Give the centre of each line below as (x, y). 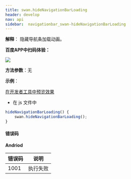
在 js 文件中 (25, 102)
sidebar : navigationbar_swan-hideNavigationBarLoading (65, 24)
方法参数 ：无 (19, 70)
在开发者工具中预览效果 (30, 92)
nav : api (14, 19)
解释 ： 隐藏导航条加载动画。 (35, 39)
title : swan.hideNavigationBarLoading (46, 10)
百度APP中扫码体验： (28, 50)
